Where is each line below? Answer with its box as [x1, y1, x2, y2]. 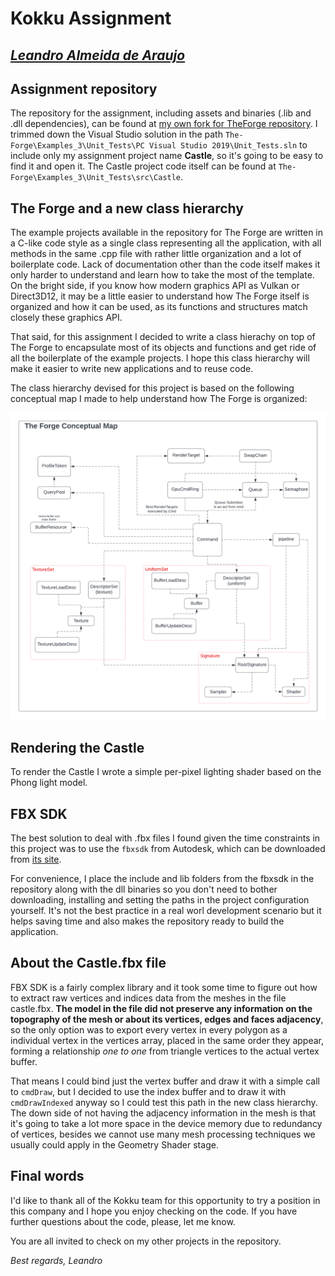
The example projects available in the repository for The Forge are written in [10, 227, 324, 239]
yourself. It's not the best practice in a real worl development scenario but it [10, 905, 322, 917]
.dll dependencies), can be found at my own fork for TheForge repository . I [10, 118, 318, 130]
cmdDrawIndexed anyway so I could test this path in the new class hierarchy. [10, 1096, 318, 1108]
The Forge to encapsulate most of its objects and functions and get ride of [10, 342, 317, 354]
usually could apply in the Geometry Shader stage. [10, 1138, 219, 1151]
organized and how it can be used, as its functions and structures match [10, 301, 308, 313]
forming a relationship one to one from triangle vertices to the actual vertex [10, 1045, 320, 1057]
